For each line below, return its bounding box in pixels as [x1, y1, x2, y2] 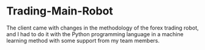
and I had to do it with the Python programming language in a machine [6, 30, 184, 37]
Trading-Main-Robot [6, 4, 113, 18]
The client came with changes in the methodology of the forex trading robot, [6, 24, 199, 31]
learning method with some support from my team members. [6, 37, 160, 44]
